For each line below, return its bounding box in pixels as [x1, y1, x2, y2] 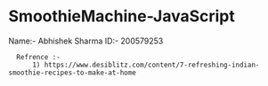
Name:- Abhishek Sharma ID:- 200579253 [8, 35, 164, 46]
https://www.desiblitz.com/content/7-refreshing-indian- [44, 60, 260, 69]
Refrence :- [16, 52, 61, 61]
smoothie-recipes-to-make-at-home [8, 68, 137, 77]
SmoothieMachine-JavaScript [8, 6, 235, 27]
